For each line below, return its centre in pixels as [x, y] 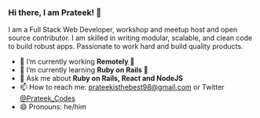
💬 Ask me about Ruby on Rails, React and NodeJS [101, 79]
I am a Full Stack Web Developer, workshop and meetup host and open [123, 30]
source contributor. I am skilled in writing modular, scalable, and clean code [130, 38]
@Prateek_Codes [48, 98]
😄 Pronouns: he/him [53, 107]
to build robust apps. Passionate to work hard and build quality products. [126, 46]
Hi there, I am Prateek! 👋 [55, 13]
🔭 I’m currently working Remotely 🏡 [77, 61]
